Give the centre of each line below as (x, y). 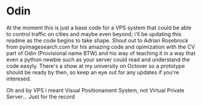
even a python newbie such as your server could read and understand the (98, 59)
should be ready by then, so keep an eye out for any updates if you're (93, 72)
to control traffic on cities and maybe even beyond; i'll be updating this (94, 34)
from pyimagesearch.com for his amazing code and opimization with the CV (101, 47)
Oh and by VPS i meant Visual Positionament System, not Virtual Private (96, 90)
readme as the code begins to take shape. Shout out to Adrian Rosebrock (97, 40)
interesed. (19, 79)
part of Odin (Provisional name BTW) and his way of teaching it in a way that (101, 53)
